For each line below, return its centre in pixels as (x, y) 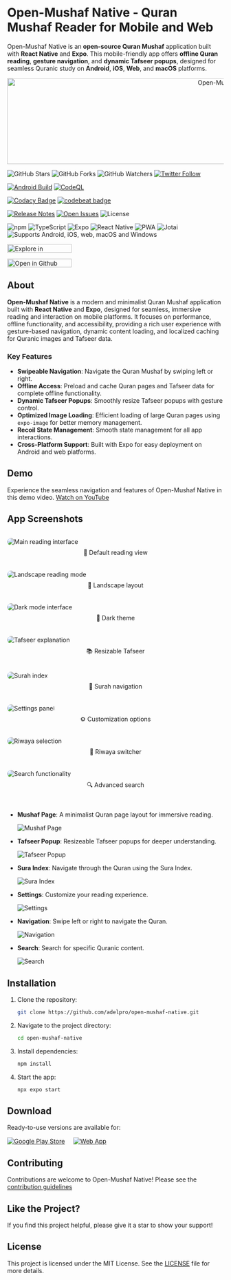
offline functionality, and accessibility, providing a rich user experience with (114, 324)
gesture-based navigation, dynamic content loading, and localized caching (113, 331)
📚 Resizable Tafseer (115, 651)
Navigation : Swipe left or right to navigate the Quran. (92, 921)
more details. (26, 1270)
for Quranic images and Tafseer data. (60, 338)
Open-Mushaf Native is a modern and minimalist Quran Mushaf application (114, 302)
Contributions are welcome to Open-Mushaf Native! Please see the (102, 1179)
